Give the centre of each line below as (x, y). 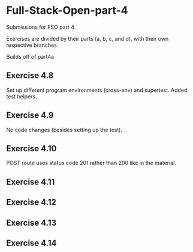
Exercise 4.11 (31, 181)
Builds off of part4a (30, 56)
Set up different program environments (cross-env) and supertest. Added (97, 90)
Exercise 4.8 (30, 76)
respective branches (31, 45)
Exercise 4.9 (30, 115)
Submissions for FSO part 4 (40, 27)
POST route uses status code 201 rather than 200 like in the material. (91, 163)
